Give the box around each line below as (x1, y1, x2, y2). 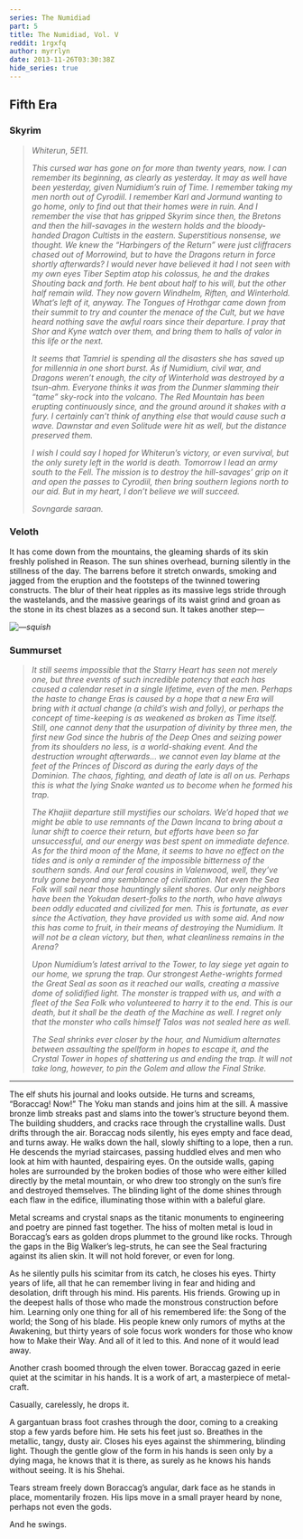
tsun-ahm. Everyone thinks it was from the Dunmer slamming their (31, 382, 280, 392)
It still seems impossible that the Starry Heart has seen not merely (31, 665, 278, 675)
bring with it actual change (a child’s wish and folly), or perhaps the (31, 703, 284, 714)
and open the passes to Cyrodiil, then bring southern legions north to (31, 476, 289, 486)
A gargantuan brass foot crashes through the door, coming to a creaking (9, 1417, 279, 1428)
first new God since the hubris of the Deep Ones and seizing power (31, 732, 282, 742)
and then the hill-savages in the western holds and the (31, 220, 235, 231)
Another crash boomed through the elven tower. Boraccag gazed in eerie (9, 1363, 281, 1374)
